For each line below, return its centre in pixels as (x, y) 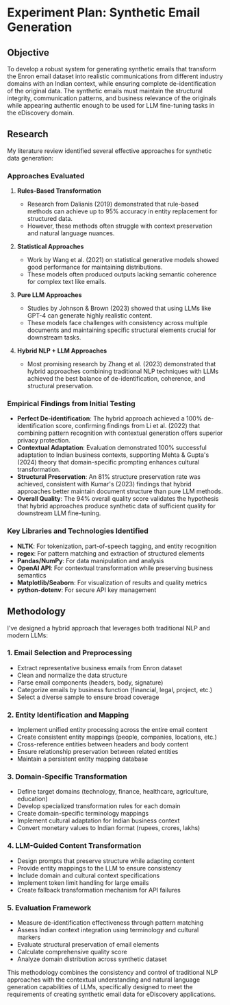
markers (29, 937)
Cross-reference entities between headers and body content (103, 744)
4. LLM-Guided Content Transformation (74, 846)
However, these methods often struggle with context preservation (120, 226)
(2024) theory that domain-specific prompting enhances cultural (108, 462)
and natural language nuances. (71, 233)
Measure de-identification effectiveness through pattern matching (110, 923)
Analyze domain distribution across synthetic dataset (92, 959)
